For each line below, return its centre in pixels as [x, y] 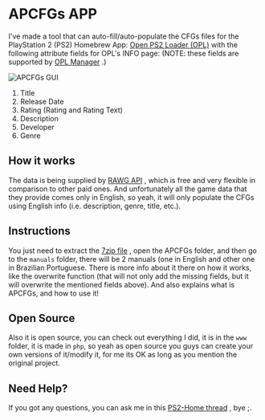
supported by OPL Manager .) [57, 62]
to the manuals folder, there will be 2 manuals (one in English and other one [132, 259]
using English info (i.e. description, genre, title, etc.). [95, 206]
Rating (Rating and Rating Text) [71, 110]
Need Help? [38, 388]
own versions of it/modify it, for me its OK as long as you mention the [123, 355]
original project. [34, 363]
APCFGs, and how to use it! [53, 293]
